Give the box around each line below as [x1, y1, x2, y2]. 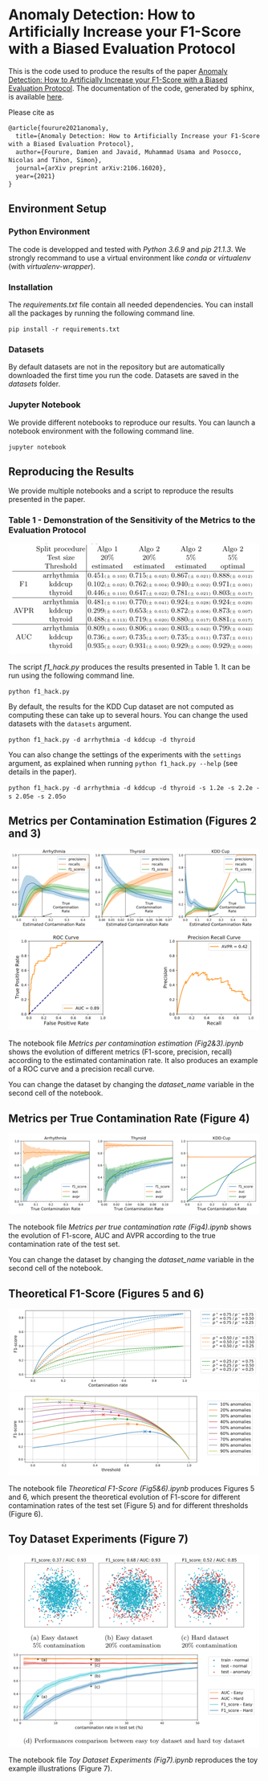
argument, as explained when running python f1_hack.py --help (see [8, 758, 238, 768]
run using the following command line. [8, 670, 135, 680]
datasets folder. [8, 379, 61, 389]
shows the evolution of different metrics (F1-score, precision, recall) [8, 1047, 233, 1057]
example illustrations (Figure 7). [8, 1763, 113, 1773]
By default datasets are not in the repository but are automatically [8, 362, 225, 372]
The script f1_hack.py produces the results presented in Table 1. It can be [8, 662, 251, 671]
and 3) [8, 827, 42, 841]
